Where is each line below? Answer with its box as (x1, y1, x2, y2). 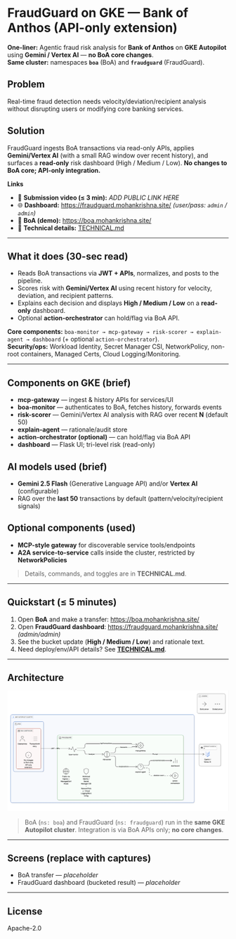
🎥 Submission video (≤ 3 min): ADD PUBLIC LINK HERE (17, 193, 180, 202)
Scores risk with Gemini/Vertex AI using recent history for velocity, (17, 284, 212, 292)
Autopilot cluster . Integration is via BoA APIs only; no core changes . (24, 825, 224, 834)
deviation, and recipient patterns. (17, 292, 114, 300)
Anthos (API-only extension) (7, 20, 178, 36)
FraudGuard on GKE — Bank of (7, 5, 189, 21)
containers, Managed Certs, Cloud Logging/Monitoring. (20, 350, 181, 358)
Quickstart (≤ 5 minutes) (7, 596, 117, 609)
